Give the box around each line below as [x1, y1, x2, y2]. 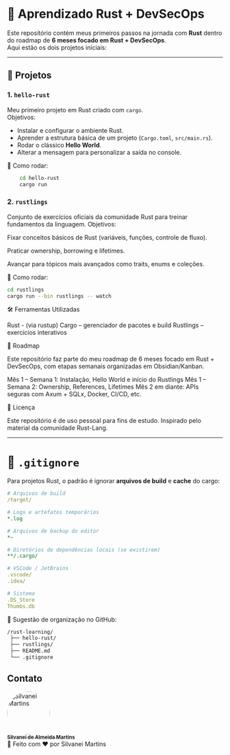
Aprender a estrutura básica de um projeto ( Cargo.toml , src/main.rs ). [16, 133, 214, 142]
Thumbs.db [7, 602, 36, 610]
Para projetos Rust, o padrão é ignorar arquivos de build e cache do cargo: [7, 477, 220, 485]
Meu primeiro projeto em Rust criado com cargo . [7, 105, 144, 114]
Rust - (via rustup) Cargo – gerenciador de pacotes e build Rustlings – [7, 321, 204, 329]
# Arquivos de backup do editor [7, 527, 99, 535]
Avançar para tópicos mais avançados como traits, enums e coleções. [7, 259, 205, 268]
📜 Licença [7, 403, 36, 411]
